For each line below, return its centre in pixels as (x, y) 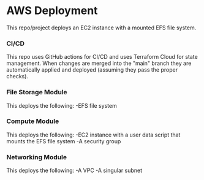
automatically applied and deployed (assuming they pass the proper (92, 70)
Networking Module (37, 157)
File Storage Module (37, 92)
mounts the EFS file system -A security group (64, 141)
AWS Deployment (52, 11)
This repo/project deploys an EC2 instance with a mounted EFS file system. (101, 28)
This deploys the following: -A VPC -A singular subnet (74, 171)
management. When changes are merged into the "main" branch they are (99, 63)
